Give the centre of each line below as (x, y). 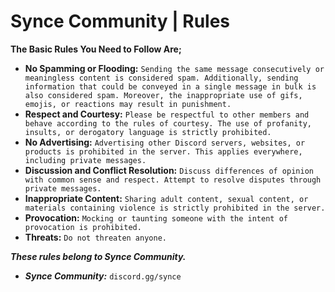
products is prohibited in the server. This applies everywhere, (163, 151)
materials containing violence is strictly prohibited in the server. (175, 208)
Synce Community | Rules (120, 21)
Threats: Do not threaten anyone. (95, 237)
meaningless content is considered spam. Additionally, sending (161, 78)
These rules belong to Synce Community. (98, 256)
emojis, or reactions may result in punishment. (128, 104)
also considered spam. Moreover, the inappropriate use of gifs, (163, 95)
